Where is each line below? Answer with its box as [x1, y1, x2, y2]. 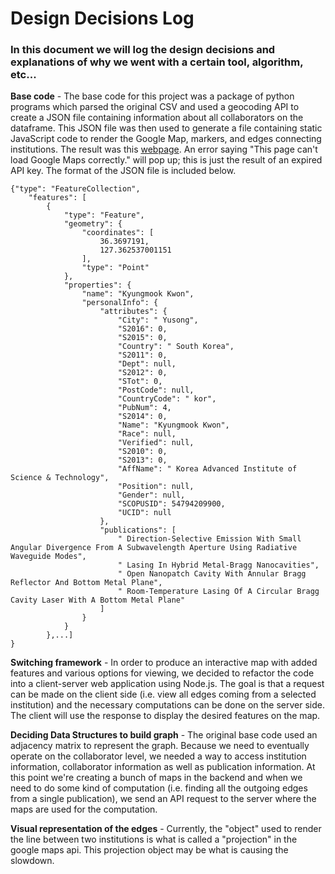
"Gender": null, [117, 490, 186, 501]
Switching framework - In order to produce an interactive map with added [10, 657, 318, 669]
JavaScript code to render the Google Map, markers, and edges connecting [10, 133, 322, 145]
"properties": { [63, 280, 132, 291]
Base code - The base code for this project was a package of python [10, 90, 295, 102]
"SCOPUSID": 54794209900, [117, 499, 226, 509]
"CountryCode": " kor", [117, 394, 217, 404]
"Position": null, [117, 482, 195, 492]
